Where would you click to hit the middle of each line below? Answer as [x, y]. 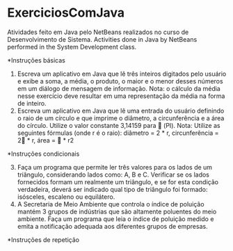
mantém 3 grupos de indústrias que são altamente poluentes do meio [117, 211]
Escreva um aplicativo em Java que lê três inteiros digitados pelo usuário [122, 74]
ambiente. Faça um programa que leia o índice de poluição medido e [115, 219]
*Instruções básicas [37, 60]
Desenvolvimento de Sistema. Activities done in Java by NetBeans [102, 39]
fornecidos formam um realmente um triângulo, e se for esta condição [118, 181]
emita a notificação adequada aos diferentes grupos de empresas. [112, 226]
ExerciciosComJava [66, 13]
